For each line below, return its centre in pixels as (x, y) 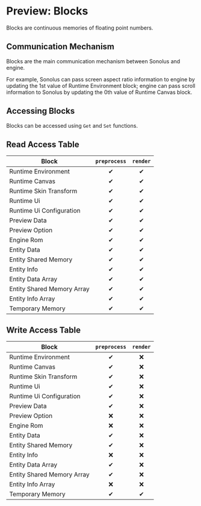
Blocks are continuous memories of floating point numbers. (80, 28)
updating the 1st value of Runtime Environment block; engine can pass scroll (101, 86)
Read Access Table (43, 144)
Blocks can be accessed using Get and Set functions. (72, 125)
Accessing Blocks (41, 111)
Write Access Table (44, 330)
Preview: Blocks (47, 11)
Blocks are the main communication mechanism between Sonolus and (93, 61)
